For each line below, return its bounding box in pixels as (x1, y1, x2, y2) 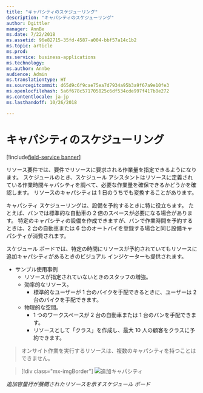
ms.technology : (6, 60, 45, 66)
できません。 (21, 354, 53, 362)
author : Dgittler (6, 20, 50, 26)
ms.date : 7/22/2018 (6, 32, 56, 38)
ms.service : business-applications (6, 54, 96, 60)
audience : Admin (6, 71, 47, 77)
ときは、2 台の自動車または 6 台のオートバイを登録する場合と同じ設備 (6, 224, 182, 232)
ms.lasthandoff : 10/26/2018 (6, 99, 78, 105)
